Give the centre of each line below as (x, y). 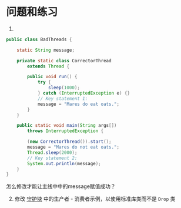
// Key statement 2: (52, 158)
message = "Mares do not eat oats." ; (73, 147)
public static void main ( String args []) (67, 126)
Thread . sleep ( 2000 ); (52, 152)
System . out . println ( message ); (64, 163)
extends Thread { (48, 66)
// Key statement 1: (63, 98)
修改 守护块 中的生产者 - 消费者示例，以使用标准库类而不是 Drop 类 (95, 199)
